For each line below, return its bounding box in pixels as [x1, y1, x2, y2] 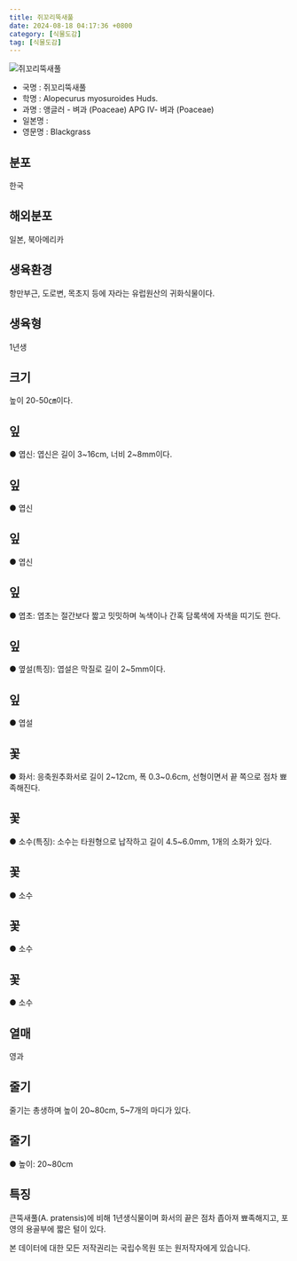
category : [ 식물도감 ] [9, 29, 82, 38]
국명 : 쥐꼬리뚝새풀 [21, 82, 87, 93]
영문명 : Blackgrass [21, 126, 91, 138]
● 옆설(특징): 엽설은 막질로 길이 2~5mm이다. [9, 663, 166, 675]
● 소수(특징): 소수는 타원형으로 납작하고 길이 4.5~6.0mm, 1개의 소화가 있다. [9, 836, 272, 846]
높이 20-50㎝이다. [9, 395, 74, 406]
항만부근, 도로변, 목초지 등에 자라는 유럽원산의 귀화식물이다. [9, 288, 215, 298]
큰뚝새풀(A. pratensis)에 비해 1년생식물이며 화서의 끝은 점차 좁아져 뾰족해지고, [9, 1212, 279, 1223]
